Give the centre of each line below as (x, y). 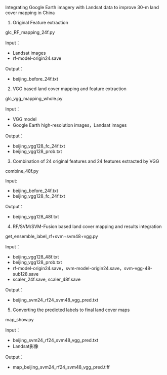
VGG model (25, 119)
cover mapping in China (30, 13)
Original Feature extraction (40, 23)
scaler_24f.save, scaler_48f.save (47, 279)
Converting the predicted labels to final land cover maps (71, 310)
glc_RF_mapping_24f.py (30, 32)
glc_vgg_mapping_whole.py (34, 99)
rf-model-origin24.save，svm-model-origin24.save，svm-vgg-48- (82, 268)
